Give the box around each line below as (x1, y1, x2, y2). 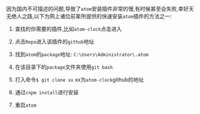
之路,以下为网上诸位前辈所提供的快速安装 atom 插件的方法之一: (21, 13, 172, 20)
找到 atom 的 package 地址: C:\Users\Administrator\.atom (14, 51, 149, 58)
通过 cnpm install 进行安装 (14, 89, 79, 95)
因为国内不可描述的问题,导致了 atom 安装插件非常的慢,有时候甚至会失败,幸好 (6, 5, 189, 12)
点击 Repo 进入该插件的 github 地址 (14, 38, 94, 45)
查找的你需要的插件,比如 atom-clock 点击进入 (14, 26, 122, 32)
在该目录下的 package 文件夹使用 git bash (14, 63, 113, 70)
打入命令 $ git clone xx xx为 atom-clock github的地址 (14, 76, 144, 83)
